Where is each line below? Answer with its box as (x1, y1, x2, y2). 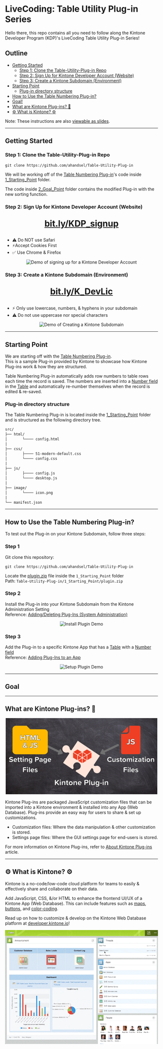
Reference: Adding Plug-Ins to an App (5, 654, 81, 661)
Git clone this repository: (5, 554, 54, 560)
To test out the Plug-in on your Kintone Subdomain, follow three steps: (5, 531, 146, 537)
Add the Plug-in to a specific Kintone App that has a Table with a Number (5, 644, 151, 650)
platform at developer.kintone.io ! (5, 920, 70, 926)
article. (5, 849, 19, 855)
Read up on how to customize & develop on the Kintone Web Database (5, 915, 147, 921)
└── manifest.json (5, 500, 42, 505)
